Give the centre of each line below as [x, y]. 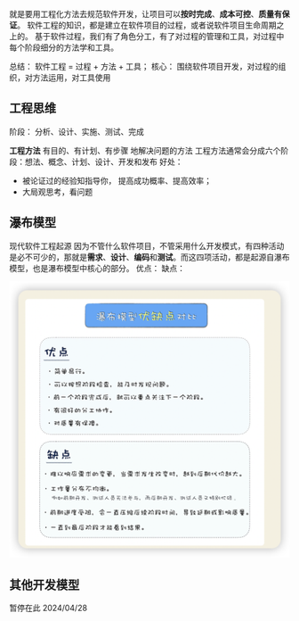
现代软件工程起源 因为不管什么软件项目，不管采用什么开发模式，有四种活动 [147, 245]
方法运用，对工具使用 [72, 78]
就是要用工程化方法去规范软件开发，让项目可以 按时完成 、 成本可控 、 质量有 [145, 14]
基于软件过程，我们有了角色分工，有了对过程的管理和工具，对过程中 [159, 36]
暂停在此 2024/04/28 [48, 608]
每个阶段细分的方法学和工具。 [64, 47]
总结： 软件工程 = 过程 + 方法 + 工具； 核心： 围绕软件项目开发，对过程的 [144, 66]
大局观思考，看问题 [57, 192]
